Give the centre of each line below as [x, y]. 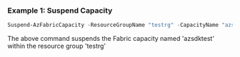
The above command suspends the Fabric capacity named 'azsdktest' [111, 39]
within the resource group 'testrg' [57, 46]
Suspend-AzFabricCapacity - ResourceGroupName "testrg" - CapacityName [113, 25]
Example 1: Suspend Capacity [60, 11]
